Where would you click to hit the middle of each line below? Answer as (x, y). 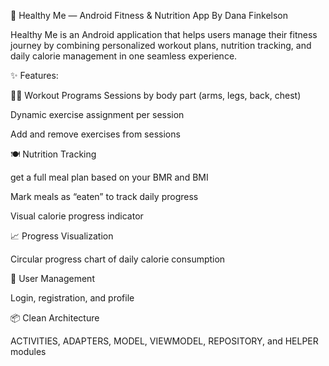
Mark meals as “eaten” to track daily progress (104, 196)
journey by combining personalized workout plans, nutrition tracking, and (161, 45)
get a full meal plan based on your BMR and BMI (109, 177)
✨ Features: (34, 75)
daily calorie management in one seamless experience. (124, 56)
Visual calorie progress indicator (77, 216)
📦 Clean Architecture (55, 318)
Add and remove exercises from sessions (95, 134)
